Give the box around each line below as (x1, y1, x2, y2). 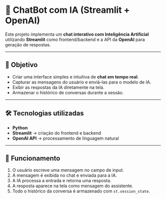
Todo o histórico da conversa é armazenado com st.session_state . (12, 188, 150, 194)
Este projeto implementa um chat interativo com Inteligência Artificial (5, 31, 149, 37)
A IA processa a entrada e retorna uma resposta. (12, 178, 112, 184)
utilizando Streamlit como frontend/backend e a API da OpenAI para (5, 37, 145, 42)
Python (12, 124, 28, 130)
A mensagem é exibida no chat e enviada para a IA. (12, 172, 117, 178)
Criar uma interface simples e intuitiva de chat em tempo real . (12, 74, 139, 80)
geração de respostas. (5, 41, 51, 47)
